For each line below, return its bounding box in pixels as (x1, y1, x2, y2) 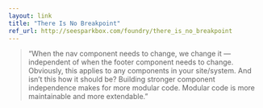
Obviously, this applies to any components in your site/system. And (27, 66, 252, 76)
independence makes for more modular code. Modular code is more (27, 83, 256, 93)
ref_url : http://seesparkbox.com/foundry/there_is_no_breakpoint (8, 27, 232, 35)
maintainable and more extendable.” (27, 92, 148, 102)
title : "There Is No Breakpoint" (8, 19, 121, 27)
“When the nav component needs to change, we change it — (27, 49, 232, 59)
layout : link (8, 11, 52, 20)
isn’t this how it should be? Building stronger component (27, 74, 215, 85)
